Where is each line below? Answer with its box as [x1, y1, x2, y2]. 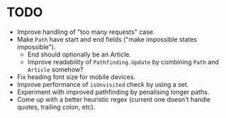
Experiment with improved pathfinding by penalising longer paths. [16, 88, 210, 96]
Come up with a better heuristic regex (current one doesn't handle [16, 95, 210, 103]
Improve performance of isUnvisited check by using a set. [16, 80, 189, 88]
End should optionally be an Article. [27, 50, 132, 59]
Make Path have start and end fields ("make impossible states [16, 35, 198, 43]
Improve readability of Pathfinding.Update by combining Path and [27, 57, 219, 66]
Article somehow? [27, 65, 84, 73]
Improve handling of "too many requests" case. [16, 28, 155, 36]
